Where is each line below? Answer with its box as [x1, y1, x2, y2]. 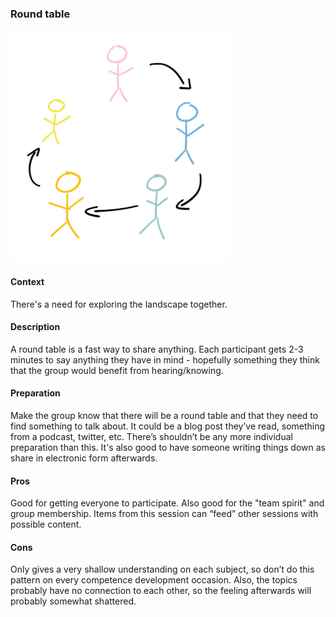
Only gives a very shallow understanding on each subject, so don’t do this [10, 563, 315, 576]
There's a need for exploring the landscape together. [10, 298, 228, 310]
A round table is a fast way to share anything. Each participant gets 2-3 [10, 343, 304, 355]
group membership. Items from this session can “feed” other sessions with [10, 508, 319, 520]
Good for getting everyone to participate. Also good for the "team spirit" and [10, 497, 325, 509]
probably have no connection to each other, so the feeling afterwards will [10, 585, 312, 597]
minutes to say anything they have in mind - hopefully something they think [10, 353, 320, 366]
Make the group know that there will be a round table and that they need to [10, 409, 319, 421]
